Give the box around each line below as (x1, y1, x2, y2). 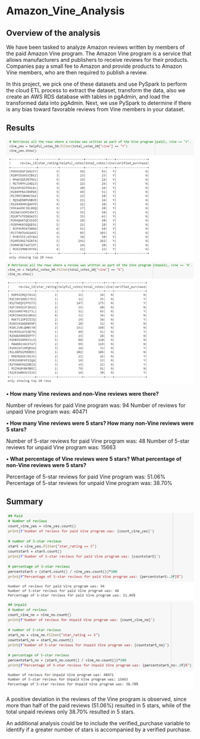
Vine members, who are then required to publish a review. (6, 69, 148, 76)
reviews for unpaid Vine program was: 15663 (6, 443, 116, 450)
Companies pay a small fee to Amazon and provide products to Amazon (6, 62, 183, 70)
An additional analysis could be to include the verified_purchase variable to (6, 719, 190, 727)
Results (6, 123, 35, 133)
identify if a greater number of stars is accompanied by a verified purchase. (6, 726, 192, 733)
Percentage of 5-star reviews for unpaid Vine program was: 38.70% (6, 479, 173, 486)
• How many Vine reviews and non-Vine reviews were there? (6, 390, 159, 397)
